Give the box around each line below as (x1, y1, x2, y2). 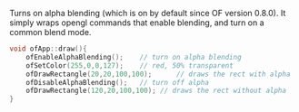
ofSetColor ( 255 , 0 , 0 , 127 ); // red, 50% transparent (25, 61, 234, 70)
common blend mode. (9, 27, 92, 37)
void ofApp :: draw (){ (9, 44, 88, 53)
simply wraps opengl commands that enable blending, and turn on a (9, 17, 265, 28)
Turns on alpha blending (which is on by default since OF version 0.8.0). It (9, 8, 286, 18)
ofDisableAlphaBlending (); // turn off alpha (25, 78, 209, 87)
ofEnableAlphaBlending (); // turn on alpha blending (25, 52, 243, 61)
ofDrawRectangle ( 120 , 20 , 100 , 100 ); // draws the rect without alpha (25, 86, 286, 96)
